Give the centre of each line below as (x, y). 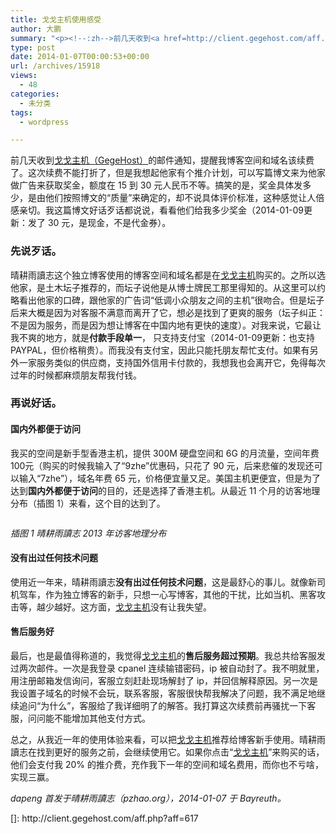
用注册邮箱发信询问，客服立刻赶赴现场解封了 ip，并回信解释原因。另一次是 (164, 681)
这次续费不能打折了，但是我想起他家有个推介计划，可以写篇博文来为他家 (176, 173)
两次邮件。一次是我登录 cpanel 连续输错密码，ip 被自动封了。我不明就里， (171, 668)
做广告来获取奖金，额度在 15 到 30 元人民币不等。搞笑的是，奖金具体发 (156, 185)
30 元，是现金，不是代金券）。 (109, 223)
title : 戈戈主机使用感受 (56, 19)
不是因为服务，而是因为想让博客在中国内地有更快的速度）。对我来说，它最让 (166, 325)
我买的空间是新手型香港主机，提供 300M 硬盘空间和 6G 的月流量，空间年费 (165, 453)
